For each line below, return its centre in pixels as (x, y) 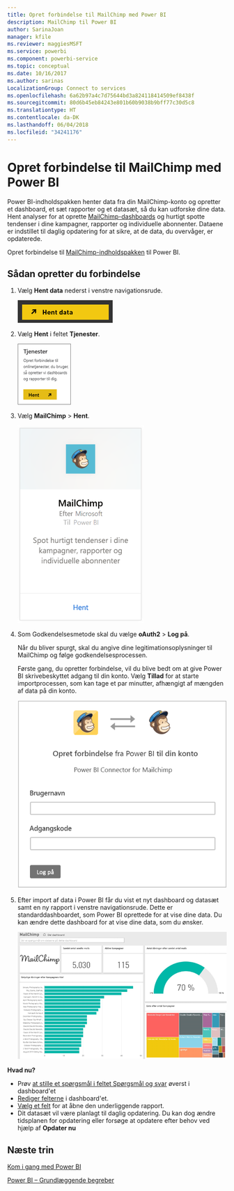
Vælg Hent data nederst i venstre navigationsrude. (90, 291)
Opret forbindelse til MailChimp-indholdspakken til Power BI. (94, 252)
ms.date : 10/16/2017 (37, 73)
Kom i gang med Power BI (44, 1167)
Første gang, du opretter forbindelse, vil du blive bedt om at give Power (120, 669)
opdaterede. (25, 238)
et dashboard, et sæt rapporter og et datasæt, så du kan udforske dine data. (117, 209)
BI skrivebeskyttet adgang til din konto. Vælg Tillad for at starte (108, 676)
